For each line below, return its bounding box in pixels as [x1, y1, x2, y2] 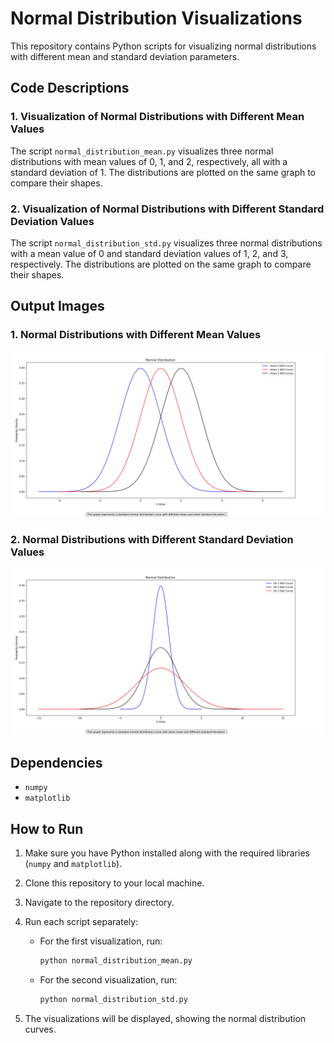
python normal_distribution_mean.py [39, 956, 193, 966]
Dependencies [10, 754, 103, 771]
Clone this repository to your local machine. [24, 877, 205, 889]
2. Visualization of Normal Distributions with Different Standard [10, 202, 325, 216]
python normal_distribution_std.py [39, 994, 188, 1004]
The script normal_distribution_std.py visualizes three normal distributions [10, 237, 323, 249]
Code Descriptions [10, 80, 130, 97]
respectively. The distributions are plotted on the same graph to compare [10, 258, 312, 270]
